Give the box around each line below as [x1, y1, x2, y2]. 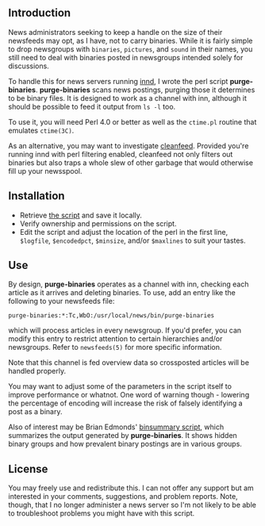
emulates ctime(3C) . [8, 125, 75, 135]
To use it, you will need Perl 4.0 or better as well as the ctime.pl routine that [8, 117, 257, 126]
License [8, 462, 48, 475]
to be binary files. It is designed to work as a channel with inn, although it [8, 93, 248, 102]
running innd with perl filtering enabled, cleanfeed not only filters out [8, 149, 233, 159]
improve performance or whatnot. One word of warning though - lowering [8, 390, 250, 400]
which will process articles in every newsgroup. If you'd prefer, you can [8, 325, 242, 336]
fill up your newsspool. [8, 166, 83, 175]
